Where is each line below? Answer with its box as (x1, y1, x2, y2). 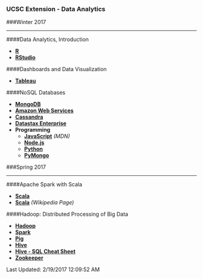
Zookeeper (14, 254, 43, 262)
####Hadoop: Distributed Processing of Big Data (6, 210, 129, 218)
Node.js (24, 139, 45, 146)
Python (24, 145, 43, 152)
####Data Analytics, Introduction (6, 36, 89, 43)
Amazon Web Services (14, 107, 74, 114)
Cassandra (14, 113, 43, 121)
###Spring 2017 (6, 163, 47, 171)
